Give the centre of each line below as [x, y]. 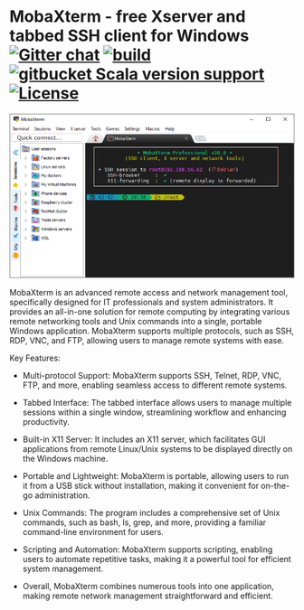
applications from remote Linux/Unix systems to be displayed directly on [157, 448]
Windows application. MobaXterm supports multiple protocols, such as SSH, [152, 331]
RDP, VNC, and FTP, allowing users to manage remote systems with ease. [147, 340]
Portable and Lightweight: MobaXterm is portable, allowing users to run [156, 475]
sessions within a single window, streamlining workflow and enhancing [154, 412]
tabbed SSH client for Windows [129, 36]
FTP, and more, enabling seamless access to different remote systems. [155, 385]
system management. [63, 568]
